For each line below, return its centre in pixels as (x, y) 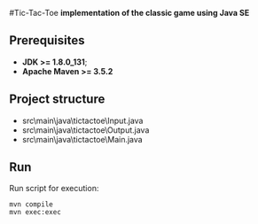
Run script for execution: (54, 189)
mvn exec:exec (35, 212)
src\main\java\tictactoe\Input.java (82, 120)
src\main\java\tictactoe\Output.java (86, 130)
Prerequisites (47, 40)
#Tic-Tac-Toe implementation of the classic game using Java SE (129, 13)
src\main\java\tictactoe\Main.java (82, 139)
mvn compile (31, 205)
